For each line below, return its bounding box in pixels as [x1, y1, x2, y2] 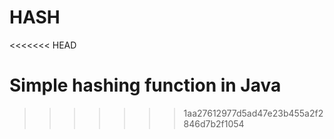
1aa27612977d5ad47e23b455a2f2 [183, 107, 324, 119]
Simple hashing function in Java [9, 74, 282, 97]
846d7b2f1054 [183, 117, 245, 130]
